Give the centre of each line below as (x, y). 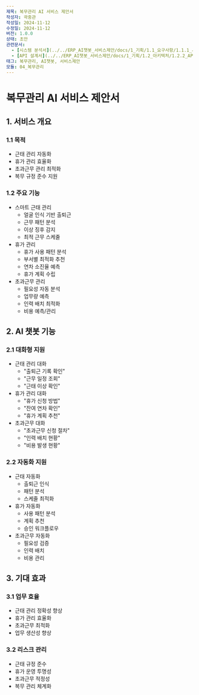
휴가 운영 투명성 (33, 671)
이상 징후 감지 (39, 229)
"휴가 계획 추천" (42, 416)
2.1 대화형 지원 (26, 349)
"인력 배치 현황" (42, 438)
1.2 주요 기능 (23, 193)
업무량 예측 (36, 296)
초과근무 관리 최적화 (38, 169)
